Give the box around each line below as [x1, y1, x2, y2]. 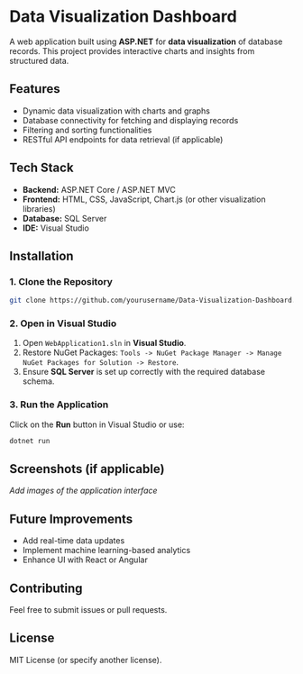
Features [9, 81, 60, 96]
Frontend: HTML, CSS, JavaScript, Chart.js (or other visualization [22, 194, 266, 205]
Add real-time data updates [22, 535, 125, 546]
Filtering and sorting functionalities [22, 124, 152, 135]
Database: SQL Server [22, 213, 107, 223]
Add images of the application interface [9, 485, 158, 496]
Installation [9, 248, 74, 263]
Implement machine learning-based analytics [22, 545, 191, 556]
